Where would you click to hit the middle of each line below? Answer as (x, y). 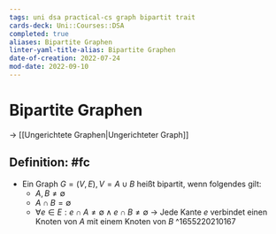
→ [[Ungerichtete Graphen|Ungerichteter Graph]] (99, 134)
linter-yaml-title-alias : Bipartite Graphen (92, 50)
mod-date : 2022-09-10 (49, 67)
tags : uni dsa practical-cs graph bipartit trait (103, 17)
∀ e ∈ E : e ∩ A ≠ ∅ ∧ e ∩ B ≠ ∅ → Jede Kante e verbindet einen (151, 212)
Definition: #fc (50, 163)
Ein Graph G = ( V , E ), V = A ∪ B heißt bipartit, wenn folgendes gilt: (142, 184)
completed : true (39, 34)
